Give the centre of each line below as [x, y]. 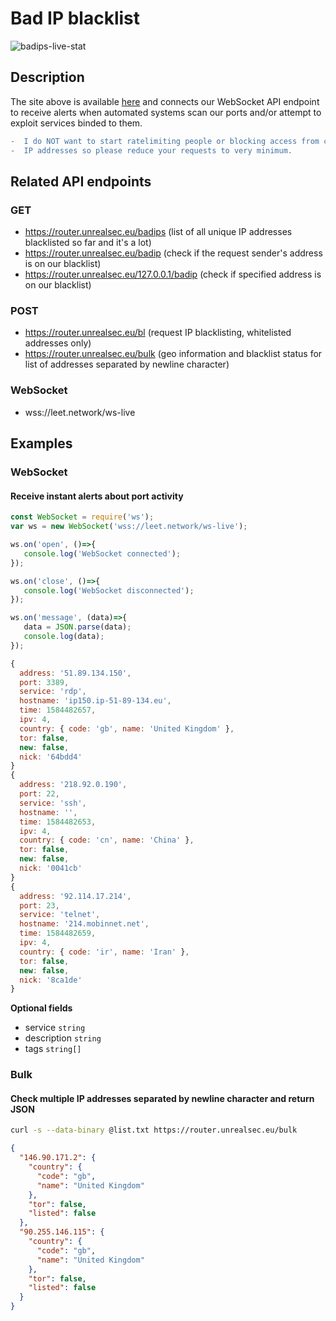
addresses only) [58, 343]
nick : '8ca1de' [51, 980]
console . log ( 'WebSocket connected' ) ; [102, 553]
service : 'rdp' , [53, 692]
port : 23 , [39, 905]
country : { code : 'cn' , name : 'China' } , [107, 840]
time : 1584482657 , [58, 710]
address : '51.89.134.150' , [75, 673]
